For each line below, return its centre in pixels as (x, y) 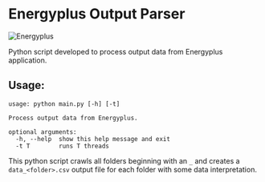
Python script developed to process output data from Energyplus (116, 51)
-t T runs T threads (63, 146)
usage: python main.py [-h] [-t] (64, 104)
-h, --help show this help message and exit (93, 139)
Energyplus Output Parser (97, 14)
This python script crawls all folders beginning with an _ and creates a (124, 160)
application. (28, 60)
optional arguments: (43, 132)
